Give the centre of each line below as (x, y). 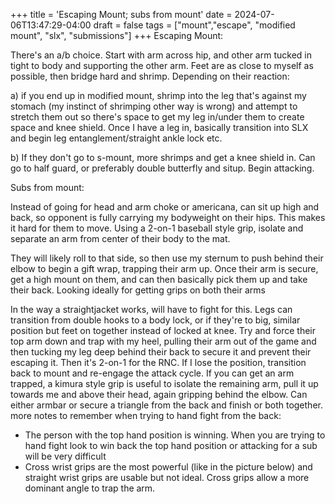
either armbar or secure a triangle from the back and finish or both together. (166, 405)
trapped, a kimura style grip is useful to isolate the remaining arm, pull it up (164, 383)
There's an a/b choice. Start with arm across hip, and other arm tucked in (161, 55)
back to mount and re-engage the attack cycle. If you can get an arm (152, 373)
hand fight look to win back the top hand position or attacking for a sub (171, 445)
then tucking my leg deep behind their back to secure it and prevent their (161, 352)
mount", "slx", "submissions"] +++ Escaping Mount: (117, 35)
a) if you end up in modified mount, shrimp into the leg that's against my (158, 95)
